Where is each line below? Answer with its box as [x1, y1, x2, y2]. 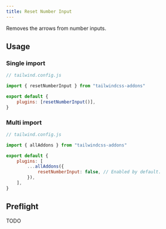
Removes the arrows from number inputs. [6, 25, 107, 32]
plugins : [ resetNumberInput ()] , [16, 99, 96, 105]
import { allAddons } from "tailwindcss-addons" [6, 142, 127, 148]
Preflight [6, 201, 39, 211]
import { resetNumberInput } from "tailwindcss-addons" [6, 83, 145, 89]
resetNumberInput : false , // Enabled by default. [37, 169, 161, 175]
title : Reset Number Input [6, 8, 72, 15]
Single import [6, 59, 46, 67]
